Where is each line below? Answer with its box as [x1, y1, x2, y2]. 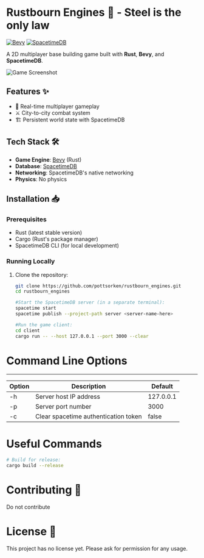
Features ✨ [6, 87, 49, 97]
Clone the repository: [15, 271, 69, 278]
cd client [15, 327, 41, 334]
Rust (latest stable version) [15, 229, 83, 237]
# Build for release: [6, 457, 61, 463]
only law [6, 18, 50, 32]
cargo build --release [6, 463, 64, 469]
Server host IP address [35, 393, 100, 401]
